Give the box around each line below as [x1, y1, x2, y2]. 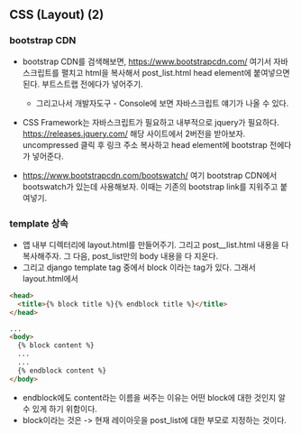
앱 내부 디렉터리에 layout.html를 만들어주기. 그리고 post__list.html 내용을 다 [22, 239, 289, 250]
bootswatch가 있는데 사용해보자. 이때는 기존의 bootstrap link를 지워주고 [22, 180, 278, 192]
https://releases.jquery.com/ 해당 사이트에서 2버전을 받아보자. [22, 128, 246, 139]
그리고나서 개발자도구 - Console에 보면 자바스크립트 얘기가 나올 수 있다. [35, 97, 289, 108]
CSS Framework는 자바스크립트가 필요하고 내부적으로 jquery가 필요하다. [22, 116, 279, 127]
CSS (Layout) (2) [9, 7, 105, 23]
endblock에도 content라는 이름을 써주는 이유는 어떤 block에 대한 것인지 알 [22, 392, 286, 402]
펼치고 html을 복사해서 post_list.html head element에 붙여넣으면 [61, 67, 290, 78]
